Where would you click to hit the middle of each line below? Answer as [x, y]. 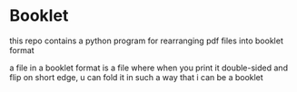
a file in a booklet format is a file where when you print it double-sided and [149, 68]
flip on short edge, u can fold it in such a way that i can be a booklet [136, 77]
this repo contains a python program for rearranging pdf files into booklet [146, 41]
